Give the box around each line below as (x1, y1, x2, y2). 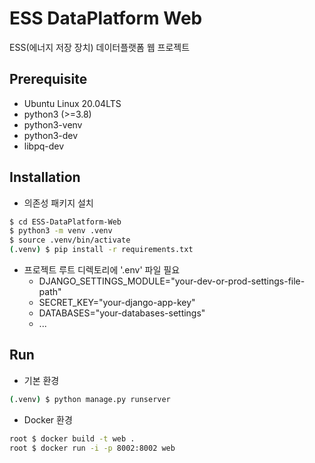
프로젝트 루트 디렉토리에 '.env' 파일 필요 (23, 264, 181, 276)
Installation (9, 169, 81, 186)
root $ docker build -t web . (9, 433, 136, 444)
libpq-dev (23, 140, 65, 152)
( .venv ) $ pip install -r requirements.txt (9, 245, 194, 255)
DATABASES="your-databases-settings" (38, 307, 206, 319)
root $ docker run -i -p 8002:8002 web (9, 443, 176, 453)
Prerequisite (9, 71, 88, 88)
